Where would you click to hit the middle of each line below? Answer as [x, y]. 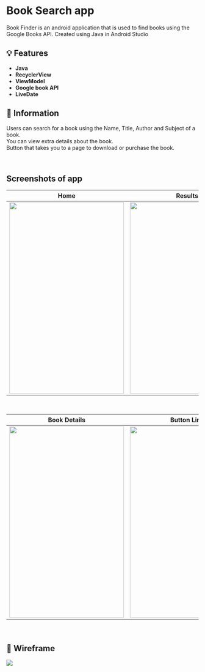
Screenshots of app [45, 178]
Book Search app [50, 11]
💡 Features [27, 54]
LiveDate [27, 94]
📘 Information [33, 114]
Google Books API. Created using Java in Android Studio [77, 34]
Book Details [67, 420]
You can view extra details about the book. [60, 141]
